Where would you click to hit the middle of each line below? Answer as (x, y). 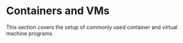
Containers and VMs (58, 11)
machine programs (29, 33)
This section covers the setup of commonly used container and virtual (92, 27)
